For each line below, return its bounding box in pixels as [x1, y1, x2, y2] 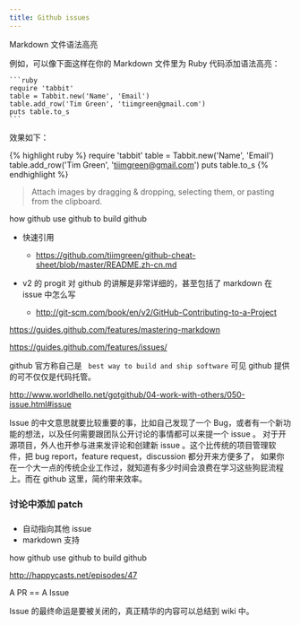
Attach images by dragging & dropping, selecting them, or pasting [30, 186, 275, 197]
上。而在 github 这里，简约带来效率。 [9, 473, 148, 484]
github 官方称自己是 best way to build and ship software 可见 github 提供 [9, 360, 290, 370]
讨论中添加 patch [9, 498, 83, 510]
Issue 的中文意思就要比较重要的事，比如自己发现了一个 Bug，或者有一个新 [9, 417, 284, 428]
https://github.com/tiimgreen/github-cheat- [35, 249, 196, 260]
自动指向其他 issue [21, 524, 92, 534]
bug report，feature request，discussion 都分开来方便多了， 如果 [34, 450, 277, 462]
